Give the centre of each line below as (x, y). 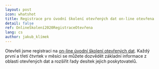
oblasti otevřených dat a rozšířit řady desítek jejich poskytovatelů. (71, 61)
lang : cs (14, 32)
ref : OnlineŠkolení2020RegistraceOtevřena (49, 28)
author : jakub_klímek (27, 37)
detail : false (20, 23)
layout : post (18, 10)
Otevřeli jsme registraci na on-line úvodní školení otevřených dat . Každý (78, 51)
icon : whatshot (21, 14)
